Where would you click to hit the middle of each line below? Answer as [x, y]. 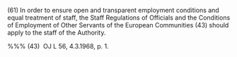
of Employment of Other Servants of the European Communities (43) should [118, 25]
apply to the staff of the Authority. [57, 32]
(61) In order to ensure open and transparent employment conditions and [113, 10]
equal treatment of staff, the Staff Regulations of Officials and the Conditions [119, 18]
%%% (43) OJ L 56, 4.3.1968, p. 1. [58, 46]
